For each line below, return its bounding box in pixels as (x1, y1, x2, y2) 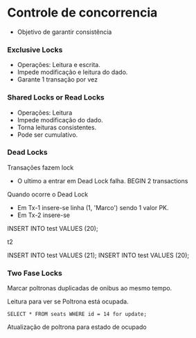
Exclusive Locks (7, 45, 63, 55)
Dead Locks (7, 147, 48, 157)
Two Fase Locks (7, 268, 62, 278)
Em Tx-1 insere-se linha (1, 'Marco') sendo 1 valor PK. (17, 203, 169, 212)
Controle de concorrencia (7, 5, 158, 21)
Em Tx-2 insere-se (17, 211, 71, 219)
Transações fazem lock (7, 163, 74, 171)
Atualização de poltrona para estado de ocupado (7, 323, 147, 331)
